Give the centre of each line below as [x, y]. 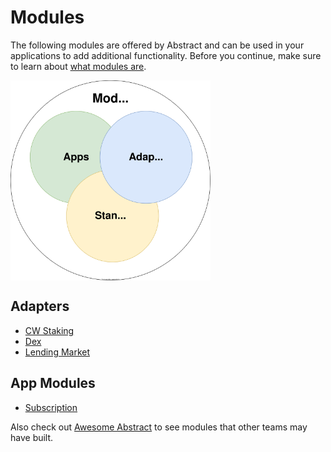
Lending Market [57, 352]
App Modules [53, 383]
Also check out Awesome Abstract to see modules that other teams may [159, 427]
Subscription [51, 407]
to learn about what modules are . [78, 66]
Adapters [40, 306]
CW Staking [49, 330]
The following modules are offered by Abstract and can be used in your [157, 45]
